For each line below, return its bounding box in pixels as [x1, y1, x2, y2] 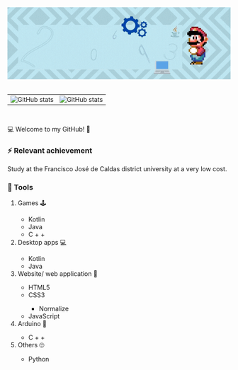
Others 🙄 [17, 340, 45, 349]
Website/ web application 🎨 [17, 269, 98, 278]
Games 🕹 [17, 198, 47, 207]
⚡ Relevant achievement [7, 146, 93, 156]
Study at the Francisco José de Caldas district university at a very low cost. [7, 164, 227, 173]
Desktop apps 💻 [17, 238, 67, 246]
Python [28, 354, 50, 363]
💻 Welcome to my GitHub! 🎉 [7, 125, 91, 134]
